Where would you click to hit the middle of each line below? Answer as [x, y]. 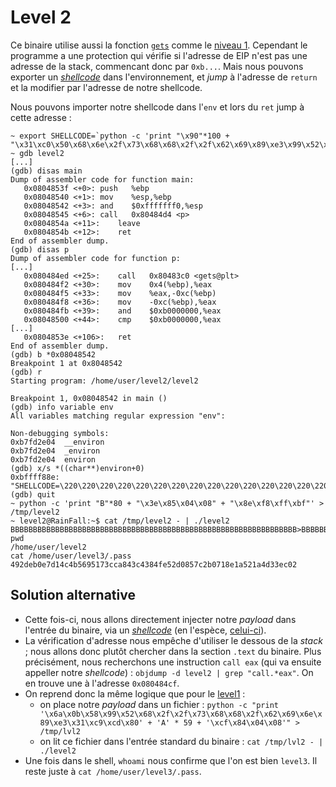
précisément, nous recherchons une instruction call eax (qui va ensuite [173, 662]
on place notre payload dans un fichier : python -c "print [159, 704]
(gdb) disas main [46, 171]
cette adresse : [41, 117]
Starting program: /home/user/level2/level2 [104, 381]
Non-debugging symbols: [60, 433]
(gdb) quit [33, 494]
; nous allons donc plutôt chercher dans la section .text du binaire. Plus [173, 651]
